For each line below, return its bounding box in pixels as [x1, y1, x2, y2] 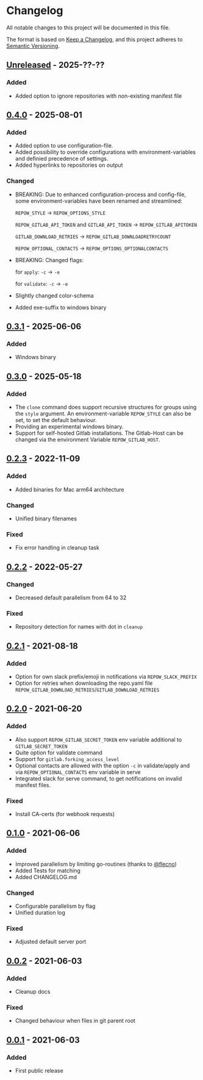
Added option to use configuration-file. [15, 142, 113, 150]
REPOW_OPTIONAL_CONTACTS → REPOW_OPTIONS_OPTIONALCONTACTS [15, 244, 169, 252]
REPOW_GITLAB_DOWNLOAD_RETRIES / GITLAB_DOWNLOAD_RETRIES [15, 685, 160, 693]
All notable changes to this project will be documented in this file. [6, 24, 171, 31]
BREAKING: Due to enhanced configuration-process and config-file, [15, 191, 187, 198]
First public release [15, 1067, 64, 1074]
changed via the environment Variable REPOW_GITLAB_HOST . [15, 436, 160, 443]
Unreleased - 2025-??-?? [6, 60, 105, 70]
